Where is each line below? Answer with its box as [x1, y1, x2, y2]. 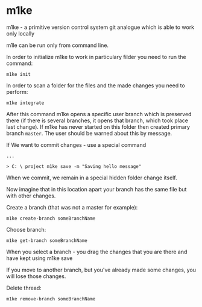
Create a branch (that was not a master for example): [6, 203, 138, 211]
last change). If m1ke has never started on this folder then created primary [6, 123, 191, 130]
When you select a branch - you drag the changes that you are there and [6, 248, 188, 255]
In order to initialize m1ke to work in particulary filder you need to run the [6, 53, 186, 60]
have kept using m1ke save [6, 254, 73, 262]
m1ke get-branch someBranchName [6, 237, 87, 244]
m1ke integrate [6, 100, 45, 106]
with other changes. [6, 192, 56, 199]
